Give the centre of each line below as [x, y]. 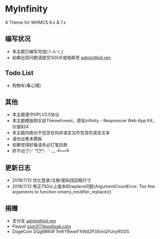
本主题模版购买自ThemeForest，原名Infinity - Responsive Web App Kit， [84, 121]
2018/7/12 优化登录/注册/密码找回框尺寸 [51, 180]
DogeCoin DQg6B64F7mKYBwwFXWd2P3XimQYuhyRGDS [71, 231]
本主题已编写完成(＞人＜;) [38, 51]
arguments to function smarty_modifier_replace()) [62, 192]
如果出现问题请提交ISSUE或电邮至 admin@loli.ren [61, 57]
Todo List [19, 73]
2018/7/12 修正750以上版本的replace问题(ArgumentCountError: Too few [83, 186]
